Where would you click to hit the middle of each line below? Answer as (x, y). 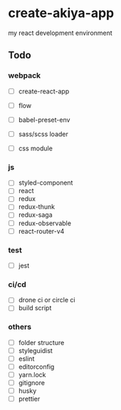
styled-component (46, 183)
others (20, 327)
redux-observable (45, 223)
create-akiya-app (61, 13)
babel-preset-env (44, 120)
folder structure (41, 342)
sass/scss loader (43, 134)
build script (35, 308)
